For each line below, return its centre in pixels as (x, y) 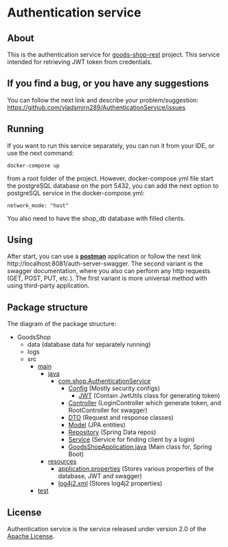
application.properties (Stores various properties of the (136, 469)
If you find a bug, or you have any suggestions (108, 84)
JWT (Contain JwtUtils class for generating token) (149, 396)
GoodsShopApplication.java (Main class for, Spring (140, 447)
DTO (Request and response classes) (121, 418)
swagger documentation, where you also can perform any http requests (109, 271)
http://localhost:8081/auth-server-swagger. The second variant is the (105, 264)
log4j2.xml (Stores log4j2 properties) (110, 484)
